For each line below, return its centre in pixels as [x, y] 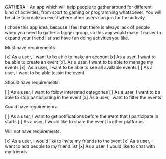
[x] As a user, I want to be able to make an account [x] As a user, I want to [81, 57]
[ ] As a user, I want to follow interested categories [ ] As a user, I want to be [83, 92]
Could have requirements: [31, 107]
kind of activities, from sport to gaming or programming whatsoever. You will [83, 12]
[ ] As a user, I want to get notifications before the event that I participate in [82, 116]
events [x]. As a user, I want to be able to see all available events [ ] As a [79, 67]
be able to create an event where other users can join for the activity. [76, 18]
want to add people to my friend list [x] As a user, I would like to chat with [80, 146]
